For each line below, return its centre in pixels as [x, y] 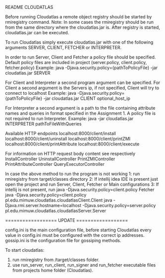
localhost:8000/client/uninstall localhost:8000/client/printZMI [68, 139]
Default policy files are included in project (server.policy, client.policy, [76, 62]
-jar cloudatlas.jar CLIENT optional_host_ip [87, 98]
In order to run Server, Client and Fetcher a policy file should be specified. [81, 57]
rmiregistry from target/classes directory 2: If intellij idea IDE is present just [82, 179]
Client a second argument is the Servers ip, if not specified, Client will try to [82, 88]
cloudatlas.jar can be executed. [37, 33]
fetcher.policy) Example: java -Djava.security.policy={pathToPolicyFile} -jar [82, 68]
